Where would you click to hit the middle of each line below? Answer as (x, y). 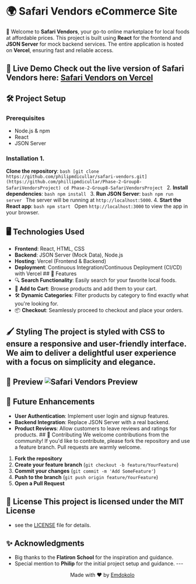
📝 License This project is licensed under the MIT (95, 502)
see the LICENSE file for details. (53, 525)
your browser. (23, 213)
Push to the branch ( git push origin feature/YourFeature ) (86, 477)
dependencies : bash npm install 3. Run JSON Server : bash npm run (90, 194)
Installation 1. (25, 158)
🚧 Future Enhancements (50, 402)
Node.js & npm (32, 131)
